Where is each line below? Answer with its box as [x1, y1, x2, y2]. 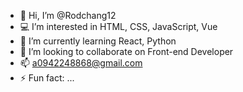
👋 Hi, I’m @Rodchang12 [19, 10, 117, 21]
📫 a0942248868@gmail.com [19, 57, 143, 69]
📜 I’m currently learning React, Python [19, 35, 177, 47]
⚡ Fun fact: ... [19, 72, 75, 84]
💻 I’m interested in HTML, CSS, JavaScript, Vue [19, 21, 218, 32]
